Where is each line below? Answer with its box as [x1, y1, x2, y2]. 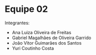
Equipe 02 [5, 3, 48, 15]
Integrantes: [5, 20, 30, 26]
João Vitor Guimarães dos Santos [12, 40, 82, 46]
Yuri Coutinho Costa [12, 45, 54, 51]
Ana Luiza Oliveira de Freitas [12, 29, 71, 35]
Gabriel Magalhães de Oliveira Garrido [12, 35, 91, 41]
